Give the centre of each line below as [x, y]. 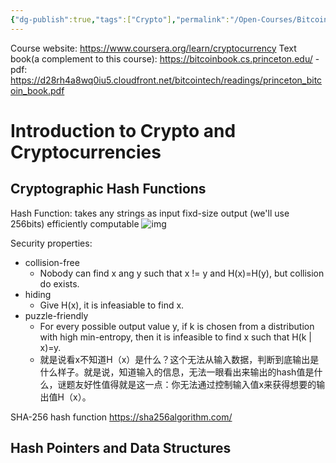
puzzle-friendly [56, 315]
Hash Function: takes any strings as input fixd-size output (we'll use [150, 213]
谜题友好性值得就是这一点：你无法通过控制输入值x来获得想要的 [187, 384]
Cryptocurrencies [86, 152]
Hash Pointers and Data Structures [121, 448]
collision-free [52, 262]
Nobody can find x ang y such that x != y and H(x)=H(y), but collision [182, 273]
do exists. [59, 283]
